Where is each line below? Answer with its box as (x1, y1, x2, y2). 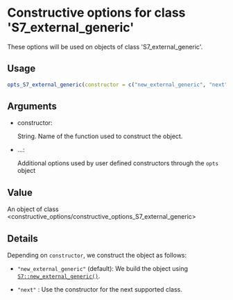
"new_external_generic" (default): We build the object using (17, 265, 189, 273)
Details (7, 233, 38, 244)
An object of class (7, 205, 59, 213)
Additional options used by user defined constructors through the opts (17, 159, 219, 167)
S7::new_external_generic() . (17, 272, 101, 281)
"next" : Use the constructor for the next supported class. (17, 285, 182, 294)
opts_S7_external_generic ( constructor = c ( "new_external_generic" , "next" (7, 81, 228, 88)
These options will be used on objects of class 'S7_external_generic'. (7, 42, 203, 51)
